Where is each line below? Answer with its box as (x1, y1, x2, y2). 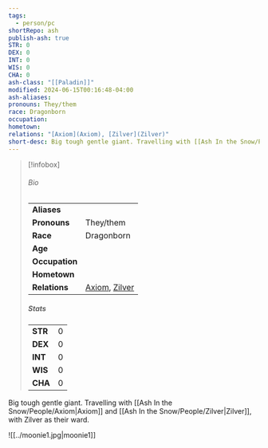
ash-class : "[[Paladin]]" (8, 78, 94, 86)
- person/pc (15, 19, 56, 27)
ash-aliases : (8, 93, 52, 101)
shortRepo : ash (8, 26, 59, 34)
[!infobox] (27, 159, 61, 169)
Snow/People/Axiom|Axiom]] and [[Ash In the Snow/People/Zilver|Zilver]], (8, 406, 252, 415)
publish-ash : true (8, 33, 69, 42)
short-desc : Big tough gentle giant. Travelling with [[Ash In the (8, 137, 238, 146)
